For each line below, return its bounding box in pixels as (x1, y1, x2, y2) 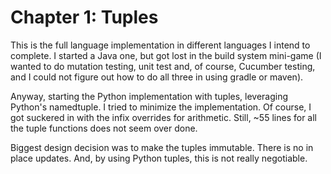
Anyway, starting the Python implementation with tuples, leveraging (10, 90, 289, 102)
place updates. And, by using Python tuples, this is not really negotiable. (10, 152, 308, 164)
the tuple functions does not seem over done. (10, 122, 198, 134)
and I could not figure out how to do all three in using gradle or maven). (10, 71, 304, 83)
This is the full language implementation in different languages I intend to (10, 39, 311, 51)
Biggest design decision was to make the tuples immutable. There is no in (10, 141, 314, 153)
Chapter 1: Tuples (10, 6, 159, 29)
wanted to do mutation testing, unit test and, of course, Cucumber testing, (10, 60, 316, 72)
